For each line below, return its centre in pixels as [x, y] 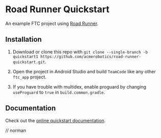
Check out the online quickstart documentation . [55, 120]
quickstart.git [29, 62]
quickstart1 [25, 57]
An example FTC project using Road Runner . [52, 23]
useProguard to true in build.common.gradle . [59, 92]
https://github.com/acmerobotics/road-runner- [91, 57]
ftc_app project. [30, 77]
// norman [16, 130]
